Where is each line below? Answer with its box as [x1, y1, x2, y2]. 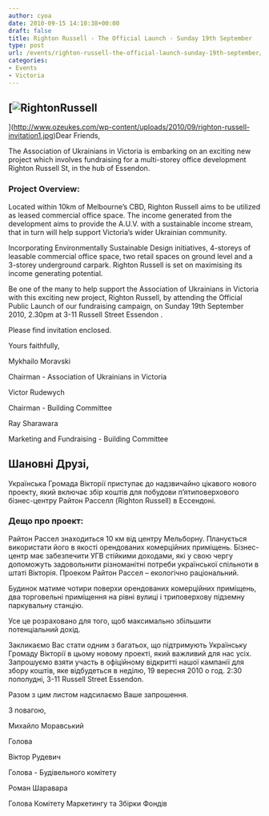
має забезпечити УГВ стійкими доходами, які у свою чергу [30, 550, 234, 560]
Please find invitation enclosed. [8, 325, 112, 335]
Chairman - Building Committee [8, 403, 112, 412]
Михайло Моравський [8, 721, 84, 730]
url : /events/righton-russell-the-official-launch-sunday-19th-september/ [8, 49, 263, 57]
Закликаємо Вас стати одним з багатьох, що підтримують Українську [8, 639, 247, 650]
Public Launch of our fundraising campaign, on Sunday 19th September [8, 301, 244, 311]
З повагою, [8, 705, 46, 715]
